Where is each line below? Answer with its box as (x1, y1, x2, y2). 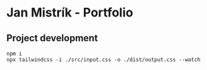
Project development (6, 32, 98, 44)
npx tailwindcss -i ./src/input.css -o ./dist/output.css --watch (6, 56, 201, 63)
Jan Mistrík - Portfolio (6, 5, 133, 21)
